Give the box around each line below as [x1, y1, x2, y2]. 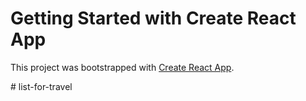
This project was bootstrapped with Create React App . [10, 61, 235, 73]
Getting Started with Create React [10, 7, 297, 30]
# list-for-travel [10, 80, 73, 92]
